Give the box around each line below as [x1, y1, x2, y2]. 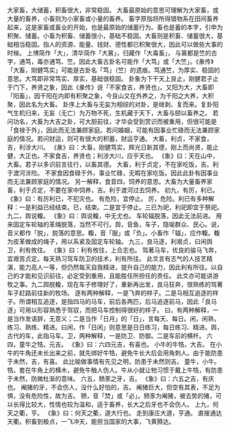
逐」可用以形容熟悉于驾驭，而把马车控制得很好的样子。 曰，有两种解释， [7, 306, 213, 314]
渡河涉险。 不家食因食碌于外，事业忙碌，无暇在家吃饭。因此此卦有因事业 [12, 169, 219, 177]
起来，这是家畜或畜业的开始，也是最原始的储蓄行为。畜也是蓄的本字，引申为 [7, 23, 223, 31]
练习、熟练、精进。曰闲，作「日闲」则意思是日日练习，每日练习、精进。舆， [7, 323, 223, 331]
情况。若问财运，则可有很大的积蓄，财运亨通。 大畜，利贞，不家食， [18, 134, 213, 143]
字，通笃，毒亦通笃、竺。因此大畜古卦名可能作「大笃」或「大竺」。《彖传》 [7, 58, 214, 65]
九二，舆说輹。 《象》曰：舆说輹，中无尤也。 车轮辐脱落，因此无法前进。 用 [7, 212, 222, 219]
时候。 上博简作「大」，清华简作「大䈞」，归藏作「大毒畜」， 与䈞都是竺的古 [7, 49, 218, 57]
